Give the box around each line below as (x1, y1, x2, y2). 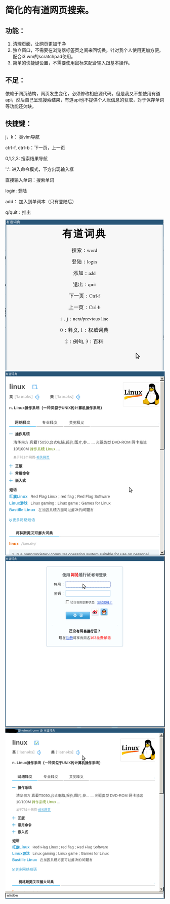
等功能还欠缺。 (5, 103, 36, 109)
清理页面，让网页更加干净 (12, 41, 66, 47)
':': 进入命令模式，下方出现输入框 (5, 166, 74, 172)
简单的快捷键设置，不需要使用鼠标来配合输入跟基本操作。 (12, 60, 133, 66)
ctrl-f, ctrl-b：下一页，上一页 (5, 144, 65, 150)
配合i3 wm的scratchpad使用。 (12, 54, 76, 59)
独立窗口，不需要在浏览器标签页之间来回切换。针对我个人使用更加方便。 (12, 47, 163, 53)
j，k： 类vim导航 (5, 134, 40, 140)
